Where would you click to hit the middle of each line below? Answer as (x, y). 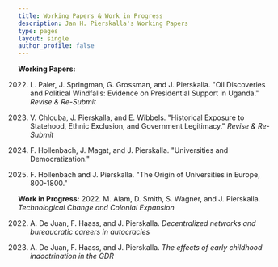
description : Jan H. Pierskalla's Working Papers (103, 23)
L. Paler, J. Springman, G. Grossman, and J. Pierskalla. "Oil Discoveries (147, 85)
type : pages (38, 31)
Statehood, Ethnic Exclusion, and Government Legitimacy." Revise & (143, 126)
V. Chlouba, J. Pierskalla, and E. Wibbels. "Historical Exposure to (137, 117)
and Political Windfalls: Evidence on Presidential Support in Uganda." (144, 93)
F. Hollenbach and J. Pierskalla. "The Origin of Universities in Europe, (145, 175)
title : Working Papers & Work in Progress (91, 16)
